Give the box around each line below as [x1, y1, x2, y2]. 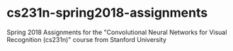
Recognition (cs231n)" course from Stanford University [6, 35, 167, 43]
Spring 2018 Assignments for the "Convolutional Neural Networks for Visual [6, 28, 227, 36]
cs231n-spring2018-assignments [6, 5, 208, 21]
